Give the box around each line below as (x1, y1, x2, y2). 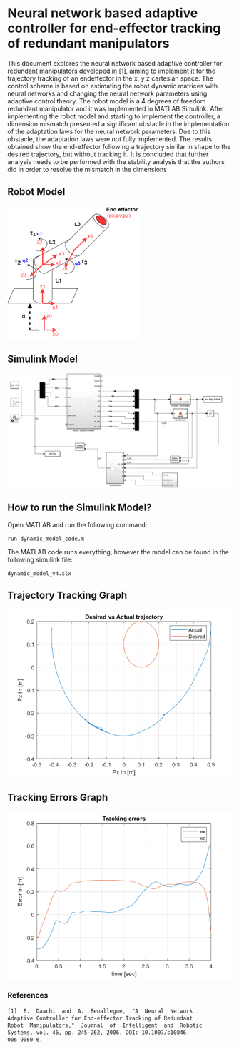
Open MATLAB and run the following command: (7, 520, 148, 529)
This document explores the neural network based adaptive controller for (7, 59, 223, 67)
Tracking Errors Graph (7, 791, 108, 804)
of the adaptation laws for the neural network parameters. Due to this (7, 127, 211, 136)
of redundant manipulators (7, 36, 170, 51)
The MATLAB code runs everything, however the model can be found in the (7, 547, 230, 556)
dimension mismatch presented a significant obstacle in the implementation (7, 119, 230, 128)
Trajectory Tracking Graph (7, 589, 128, 602)
